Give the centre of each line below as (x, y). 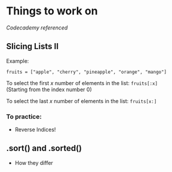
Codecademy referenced (37, 28)
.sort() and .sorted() (44, 148)
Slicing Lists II (32, 46)
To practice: (24, 116)
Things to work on (52, 11)
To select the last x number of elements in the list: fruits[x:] (82, 101)
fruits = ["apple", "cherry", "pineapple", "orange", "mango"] (87, 72)
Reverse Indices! (35, 129)
